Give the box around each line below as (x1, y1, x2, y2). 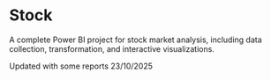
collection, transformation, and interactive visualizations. (9, 43, 215, 54)
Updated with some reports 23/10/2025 (9, 61, 153, 71)
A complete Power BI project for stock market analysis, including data (9, 34, 262, 45)
